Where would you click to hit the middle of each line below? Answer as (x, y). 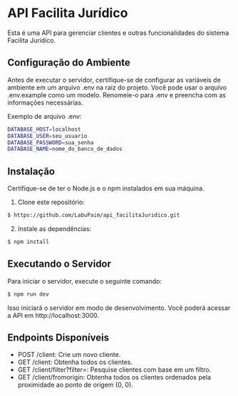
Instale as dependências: (54, 228)
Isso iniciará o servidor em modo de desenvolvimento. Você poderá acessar (119, 308)
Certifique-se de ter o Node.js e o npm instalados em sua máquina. (106, 188)
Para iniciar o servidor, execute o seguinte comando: (85, 281)
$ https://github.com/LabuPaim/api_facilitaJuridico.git (94, 215)
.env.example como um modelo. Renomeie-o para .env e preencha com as (117, 95)
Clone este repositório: (51, 202)
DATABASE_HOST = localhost (44, 129)
